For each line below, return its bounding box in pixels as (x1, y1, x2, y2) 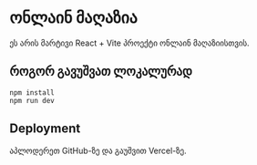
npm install (9, 88, 55, 98)
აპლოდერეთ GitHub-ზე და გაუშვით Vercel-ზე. (9, 145, 187, 156)
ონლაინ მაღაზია (9, 7, 139, 28)
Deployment (9, 121, 81, 137)
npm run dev (9, 96, 55, 105)
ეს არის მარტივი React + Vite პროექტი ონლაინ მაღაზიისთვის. (9, 37, 250, 48)
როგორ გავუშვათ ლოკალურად (9, 64, 193, 79)
